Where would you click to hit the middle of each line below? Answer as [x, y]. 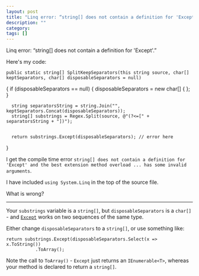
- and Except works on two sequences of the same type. [75, 217]
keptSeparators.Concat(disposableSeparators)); [66, 111]
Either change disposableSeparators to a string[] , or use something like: [95, 229]
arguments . [19, 171]
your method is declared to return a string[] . [61, 267]
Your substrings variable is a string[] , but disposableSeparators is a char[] [99, 211]
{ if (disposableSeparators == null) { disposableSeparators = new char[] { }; [98, 89]
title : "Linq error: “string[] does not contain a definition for [90, 17]
